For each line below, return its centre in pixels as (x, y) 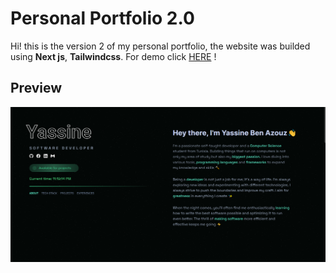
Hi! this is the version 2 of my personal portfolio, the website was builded (160, 46)
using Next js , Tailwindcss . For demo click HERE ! (113, 56)
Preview (36, 88)
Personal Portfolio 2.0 (102, 18)
